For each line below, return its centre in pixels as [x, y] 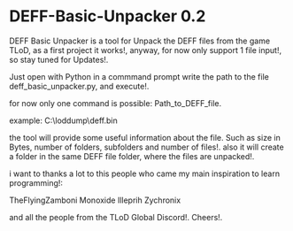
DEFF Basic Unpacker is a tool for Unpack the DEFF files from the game [140, 41]
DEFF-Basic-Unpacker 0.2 [108, 16]
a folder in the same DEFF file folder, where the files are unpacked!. [132, 156]
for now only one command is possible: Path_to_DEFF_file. [116, 103]
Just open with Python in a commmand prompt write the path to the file [139, 76]
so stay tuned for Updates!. [59, 59]
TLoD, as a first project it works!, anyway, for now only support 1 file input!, [145, 50]
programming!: [36, 182]
